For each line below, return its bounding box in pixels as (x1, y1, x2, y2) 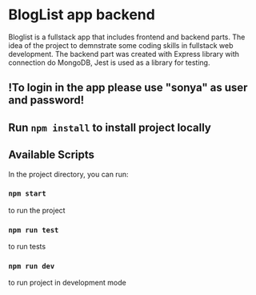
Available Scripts (8, 148, 94, 162)
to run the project (8, 205, 66, 215)
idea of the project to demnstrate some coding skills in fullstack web (8, 40, 234, 50)
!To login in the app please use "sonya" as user (8, 81, 248, 95)
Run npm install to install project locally (8, 120, 212, 134)
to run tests (8, 242, 46, 252)
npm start (8, 189, 46, 198)
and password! (8, 94, 85, 107)
